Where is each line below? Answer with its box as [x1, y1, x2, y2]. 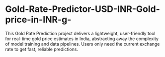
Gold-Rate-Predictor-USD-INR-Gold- [5, 3, 161, 15]
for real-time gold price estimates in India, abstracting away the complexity [5, 36, 159, 42]
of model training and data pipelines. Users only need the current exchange [5, 41, 160, 47]
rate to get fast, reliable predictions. [5, 46, 79, 52]
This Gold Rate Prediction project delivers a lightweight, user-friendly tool [5, 30, 156, 36]
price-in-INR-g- [5, 14, 72, 25]
